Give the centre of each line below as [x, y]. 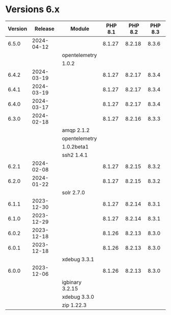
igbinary [72, 282]
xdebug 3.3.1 [78, 259]
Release [45, 28]
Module [80, 28]
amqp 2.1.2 [76, 130]
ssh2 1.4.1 [75, 155]
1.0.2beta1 [75, 147]
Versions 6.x [33, 9]
